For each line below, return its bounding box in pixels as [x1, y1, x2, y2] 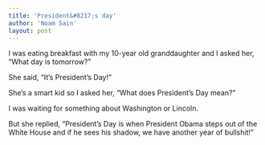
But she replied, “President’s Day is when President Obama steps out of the [8, 119, 258, 129]
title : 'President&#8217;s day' [8, 11, 116, 20]
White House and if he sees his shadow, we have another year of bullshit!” [8, 127, 255, 137]
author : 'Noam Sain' [8, 19, 78, 27]
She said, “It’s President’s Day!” [8, 73, 112, 83]
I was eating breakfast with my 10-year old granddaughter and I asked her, [8, 49, 255, 58]
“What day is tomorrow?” [8, 57, 92, 66]
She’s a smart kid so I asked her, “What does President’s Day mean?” [8, 88, 236, 98]
